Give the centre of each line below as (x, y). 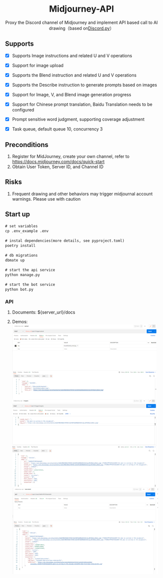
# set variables (21, 226)
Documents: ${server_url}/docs (44, 312)
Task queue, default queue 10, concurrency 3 (57, 129)
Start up (17, 214)
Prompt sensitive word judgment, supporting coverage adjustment (78, 119)
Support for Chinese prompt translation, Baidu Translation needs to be (82, 104)
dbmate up (15, 260)
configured (23, 110)
